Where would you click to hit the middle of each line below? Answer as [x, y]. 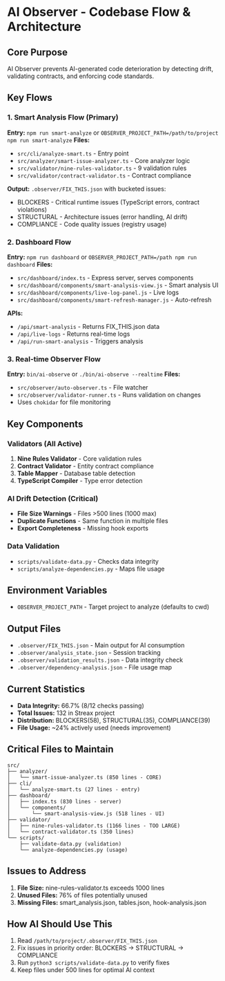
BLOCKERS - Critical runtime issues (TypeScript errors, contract [108, 202]
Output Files [34, 628]
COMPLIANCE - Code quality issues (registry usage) [92, 224]
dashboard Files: [30, 264]
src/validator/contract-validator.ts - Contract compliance [104, 175]
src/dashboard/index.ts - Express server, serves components [105, 278]
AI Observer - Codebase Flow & [99, 12]
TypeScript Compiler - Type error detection [80, 480]
